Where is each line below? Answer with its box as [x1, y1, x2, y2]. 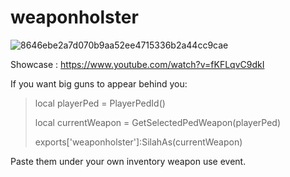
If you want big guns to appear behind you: [10, 77, 188, 90]
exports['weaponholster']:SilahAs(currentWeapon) [34, 136, 243, 148]
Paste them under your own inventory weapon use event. [10, 155, 247, 167]
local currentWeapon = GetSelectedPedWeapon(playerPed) [34, 116, 282, 128]
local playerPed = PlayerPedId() [34, 97, 166, 109]
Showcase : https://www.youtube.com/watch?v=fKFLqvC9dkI [10, 58, 265, 70]
